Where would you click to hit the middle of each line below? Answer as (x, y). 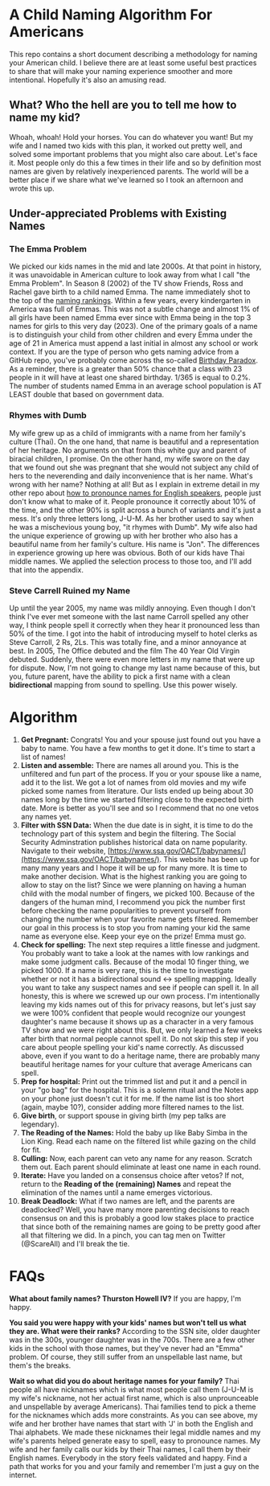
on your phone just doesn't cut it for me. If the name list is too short (132, 1098)
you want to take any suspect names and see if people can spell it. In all (140, 987)
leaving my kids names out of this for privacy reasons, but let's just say (138, 1004)
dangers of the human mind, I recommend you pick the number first (133, 901)
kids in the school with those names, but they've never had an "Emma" (126, 1348)
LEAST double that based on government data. (87, 395)
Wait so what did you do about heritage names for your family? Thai (124, 1381)
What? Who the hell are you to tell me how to (123, 105)
